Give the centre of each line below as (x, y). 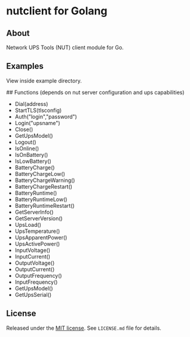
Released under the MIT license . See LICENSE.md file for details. (84, 328)
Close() (24, 129)
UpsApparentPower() (41, 237)
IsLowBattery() (33, 161)
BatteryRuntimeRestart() (45, 205)
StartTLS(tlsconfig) (38, 110)
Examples (25, 66)
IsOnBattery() (31, 154)
